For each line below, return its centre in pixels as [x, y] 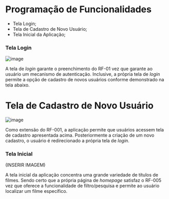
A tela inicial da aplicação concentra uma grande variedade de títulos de [82, 175]
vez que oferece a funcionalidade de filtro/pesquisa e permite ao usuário [82, 186]
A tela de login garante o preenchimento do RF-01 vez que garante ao [79, 69]
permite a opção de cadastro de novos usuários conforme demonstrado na [85, 80]
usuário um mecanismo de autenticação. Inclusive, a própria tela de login [83, 74]
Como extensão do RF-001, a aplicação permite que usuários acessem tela [85, 130]
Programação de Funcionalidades [78, 9]
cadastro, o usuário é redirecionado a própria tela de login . [67, 141]
